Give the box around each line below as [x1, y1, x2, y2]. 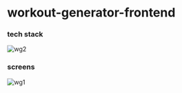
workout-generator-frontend [7, 5, 176, 21]
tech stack [7, 30, 43, 39]
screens [7, 62, 35, 72]
